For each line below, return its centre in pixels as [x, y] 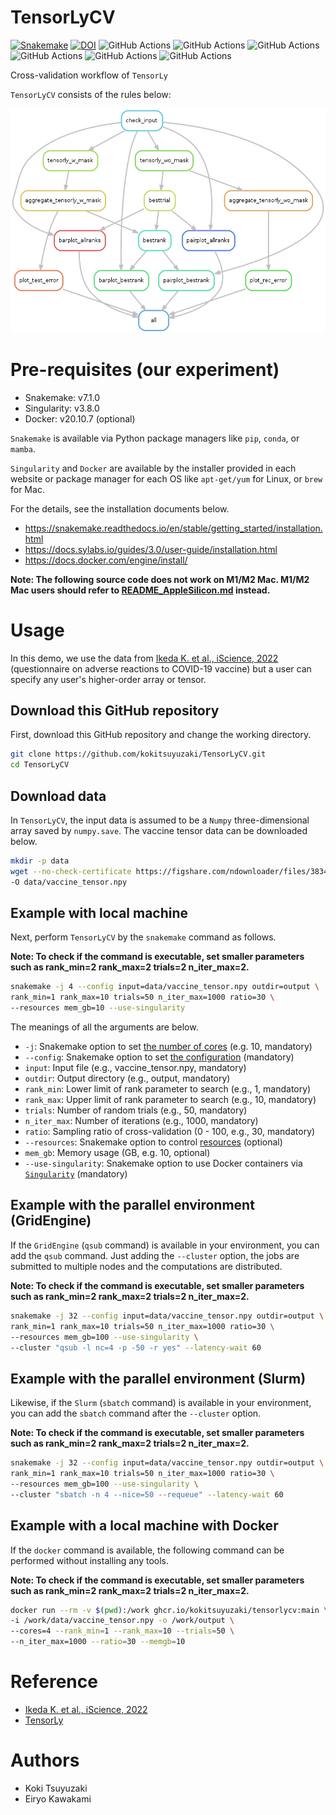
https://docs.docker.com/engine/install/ [106, 560]
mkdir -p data [40, 861]
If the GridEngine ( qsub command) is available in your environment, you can [165, 1245]
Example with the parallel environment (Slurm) [158, 1378]
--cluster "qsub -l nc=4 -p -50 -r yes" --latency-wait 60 [136, 1347]
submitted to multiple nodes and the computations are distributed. [146, 1266]
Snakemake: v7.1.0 [62, 397]
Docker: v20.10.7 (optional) [80, 418]
